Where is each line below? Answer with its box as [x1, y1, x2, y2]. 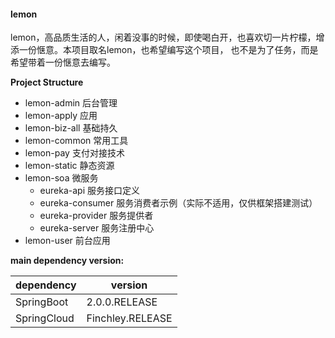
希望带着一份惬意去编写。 [10, 56, 116, 69]
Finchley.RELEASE [86, 311, 173, 325]
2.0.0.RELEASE [86, 295, 158, 309]
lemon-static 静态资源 [24, 160, 115, 172]
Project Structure [10, 76, 84, 89]
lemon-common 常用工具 [24, 135, 129, 147]
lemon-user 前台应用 [24, 235, 111, 247]
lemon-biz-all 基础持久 [24, 122, 118, 134]
